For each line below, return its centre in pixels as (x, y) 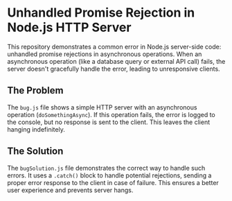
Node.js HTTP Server (69, 27)
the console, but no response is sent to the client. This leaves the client (108, 122)
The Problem (35, 90)
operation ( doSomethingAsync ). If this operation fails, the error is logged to (111, 114)
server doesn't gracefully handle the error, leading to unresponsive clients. (114, 69)
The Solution (35, 151)
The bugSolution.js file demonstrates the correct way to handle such (106, 168)
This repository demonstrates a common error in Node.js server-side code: (114, 46)
